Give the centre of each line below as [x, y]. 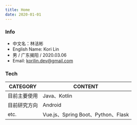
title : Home [17, 10]
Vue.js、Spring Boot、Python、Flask [86, 114]
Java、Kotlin [57, 96]
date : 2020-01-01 [23, 14]
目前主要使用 [23, 96]
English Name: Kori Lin [35, 49]
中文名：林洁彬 [28, 43]
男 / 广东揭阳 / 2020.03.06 [39, 55]
